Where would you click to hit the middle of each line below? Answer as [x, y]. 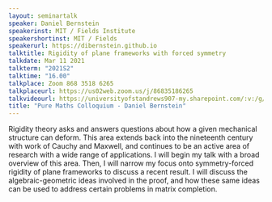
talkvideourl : [32, 99]
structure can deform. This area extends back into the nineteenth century [131, 137]
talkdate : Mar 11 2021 [47, 61]
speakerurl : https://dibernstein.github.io [83, 46]
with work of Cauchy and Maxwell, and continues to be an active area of [129, 146]
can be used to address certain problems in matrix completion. [113, 189]
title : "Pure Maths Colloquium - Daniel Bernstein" [97, 106]
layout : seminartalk [43, 16]
